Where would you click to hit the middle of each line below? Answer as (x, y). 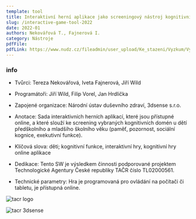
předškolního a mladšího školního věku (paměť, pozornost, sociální (94, 129)
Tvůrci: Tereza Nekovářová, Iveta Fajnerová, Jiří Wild (78, 83)
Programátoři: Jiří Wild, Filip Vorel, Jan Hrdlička (71, 94)
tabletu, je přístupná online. (47, 188)
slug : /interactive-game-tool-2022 (49, 22)
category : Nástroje (30, 39)
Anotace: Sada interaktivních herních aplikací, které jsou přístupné (94, 117)
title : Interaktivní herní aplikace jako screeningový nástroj (85, 17)
